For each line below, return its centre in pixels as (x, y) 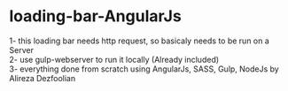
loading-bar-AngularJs (95, 16)
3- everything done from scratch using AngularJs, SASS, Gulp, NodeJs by (144, 69)
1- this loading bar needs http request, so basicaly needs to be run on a (140, 41)
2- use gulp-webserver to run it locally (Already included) (114, 59)
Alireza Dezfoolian (43, 78)
